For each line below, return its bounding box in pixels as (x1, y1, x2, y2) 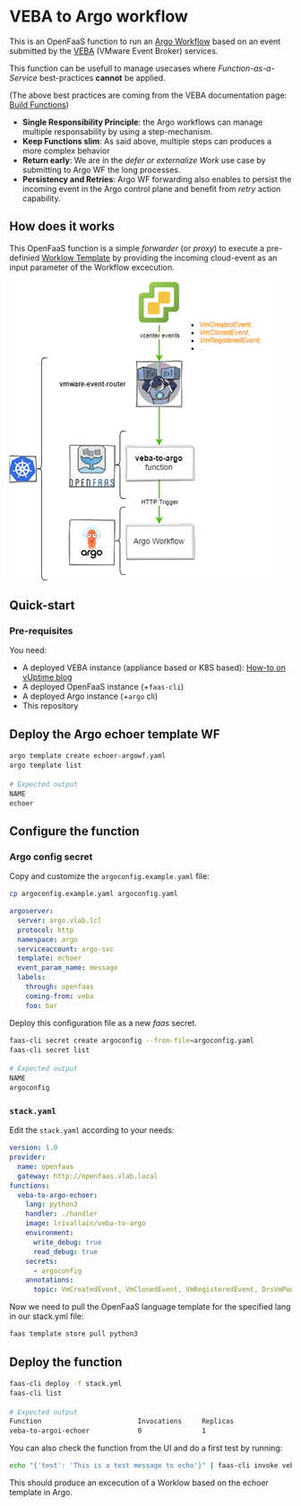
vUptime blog (21, 672, 73, 683)
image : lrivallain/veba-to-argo (25, 1219, 146, 1228)
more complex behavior (21, 145, 110, 156)
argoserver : (9, 907, 54, 916)
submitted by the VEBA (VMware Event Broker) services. (9, 45, 219, 56)
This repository (21, 701, 79, 711)
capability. (21, 193, 61, 204)
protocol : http (17, 926, 74, 935)
